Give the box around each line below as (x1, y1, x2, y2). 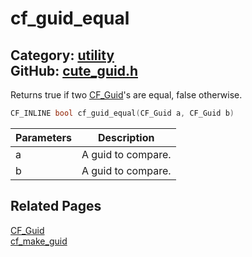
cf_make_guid (10, 235, 68, 247)
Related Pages (10, 198, 102, 215)
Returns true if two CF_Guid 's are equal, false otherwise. (10, 89, 243, 101)
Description (97, 130, 155, 144)
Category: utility (10, 47, 115, 64)
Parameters (15, 130, 72, 144)
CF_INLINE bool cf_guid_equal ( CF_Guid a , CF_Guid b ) (10, 108, 235, 118)
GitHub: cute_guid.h (10, 62, 138, 79)
